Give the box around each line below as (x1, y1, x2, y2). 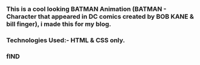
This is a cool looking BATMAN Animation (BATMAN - (6, 5, 167, 13)
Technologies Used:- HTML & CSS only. (6, 36, 125, 44)
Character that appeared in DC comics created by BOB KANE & (6, 12, 194, 20)
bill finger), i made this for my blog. (6, 20, 112, 28)
